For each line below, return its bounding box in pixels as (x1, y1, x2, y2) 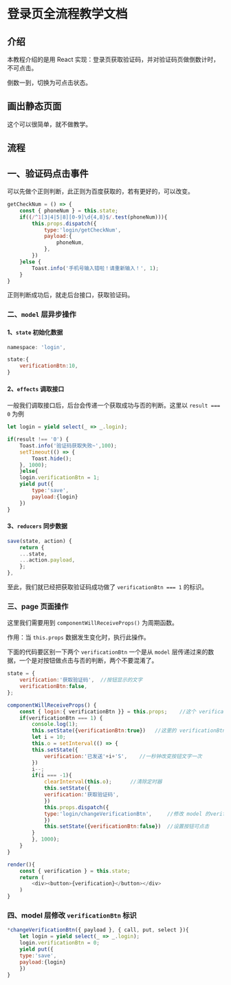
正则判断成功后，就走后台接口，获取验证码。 (7, 291, 134, 299)
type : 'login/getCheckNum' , (43, 226, 122, 234)
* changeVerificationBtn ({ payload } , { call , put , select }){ (7, 927, 189, 933)
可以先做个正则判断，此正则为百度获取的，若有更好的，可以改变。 (7, 187, 194, 196)
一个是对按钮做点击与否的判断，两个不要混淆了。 (19, 656, 158, 665)
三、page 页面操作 (7, 601, 69, 611)
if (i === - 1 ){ (32, 772, 72, 779)
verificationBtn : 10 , (19, 362, 78, 370)
